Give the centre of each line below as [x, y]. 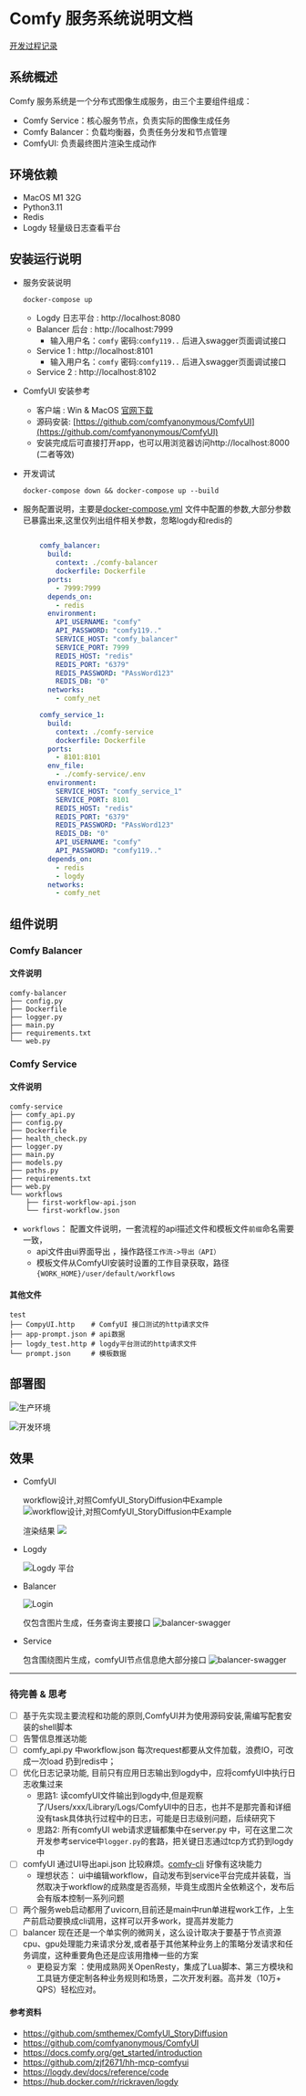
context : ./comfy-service [105, 732]
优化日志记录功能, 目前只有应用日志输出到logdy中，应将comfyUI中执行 [155, 1773]
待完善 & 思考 [38, 1694]
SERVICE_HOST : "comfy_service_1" [119, 791]
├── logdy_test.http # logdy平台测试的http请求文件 [103, 1344]
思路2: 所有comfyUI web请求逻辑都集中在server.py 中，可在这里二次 [164, 1830]
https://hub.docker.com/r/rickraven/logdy [101, 2081]
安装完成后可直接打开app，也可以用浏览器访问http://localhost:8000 [163, 443]
